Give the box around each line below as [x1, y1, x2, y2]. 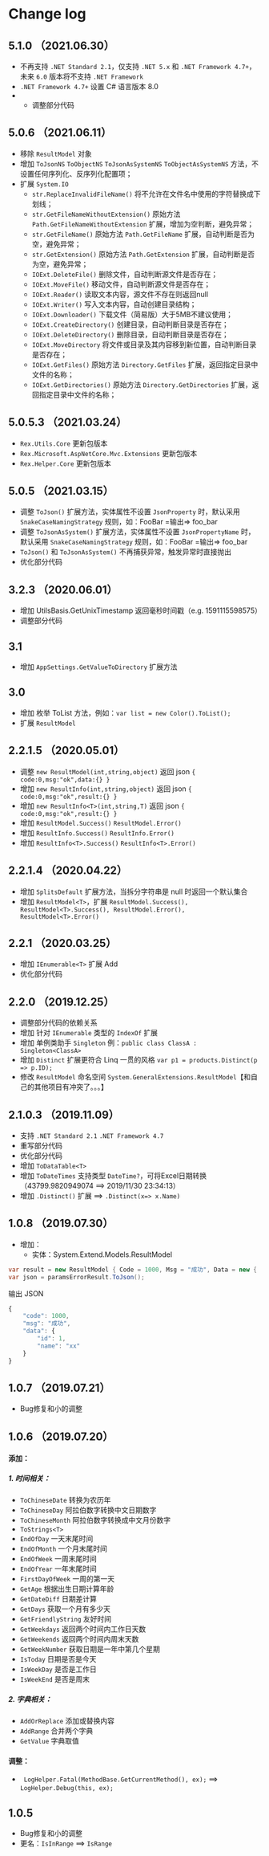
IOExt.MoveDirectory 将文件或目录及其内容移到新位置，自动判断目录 [31, 339, 257, 349]
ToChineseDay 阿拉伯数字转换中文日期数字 [19, 1505, 157, 1515]
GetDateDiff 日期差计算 [19, 1594, 98, 1604]
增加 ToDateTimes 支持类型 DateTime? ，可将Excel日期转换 [19, 1170, 207, 1181]
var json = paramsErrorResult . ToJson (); [8, 1273, 146, 1281]
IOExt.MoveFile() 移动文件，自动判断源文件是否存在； [31, 279, 211, 289]
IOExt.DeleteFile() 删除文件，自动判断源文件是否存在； [31, 269, 219, 279]
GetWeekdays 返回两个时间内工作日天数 [19, 1624, 147, 1634]
